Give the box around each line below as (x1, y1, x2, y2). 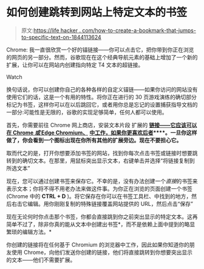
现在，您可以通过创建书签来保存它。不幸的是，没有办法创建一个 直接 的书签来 (6, 177, 198, 185)
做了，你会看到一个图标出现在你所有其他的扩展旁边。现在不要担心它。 (6, 136, 182, 144)
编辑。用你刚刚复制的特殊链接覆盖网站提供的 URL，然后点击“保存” (27, 200, 193, 207)
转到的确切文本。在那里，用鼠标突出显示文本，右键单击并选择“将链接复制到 (6, 157, 195, 164)
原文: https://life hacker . (21, 27, 81, 34)
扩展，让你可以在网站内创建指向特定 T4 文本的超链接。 (6, 61, 144, 68)
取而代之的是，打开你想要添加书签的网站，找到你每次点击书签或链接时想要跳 (6, 149, 198, 156)
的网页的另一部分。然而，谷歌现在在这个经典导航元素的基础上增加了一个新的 (6, 53, 198, 61)
